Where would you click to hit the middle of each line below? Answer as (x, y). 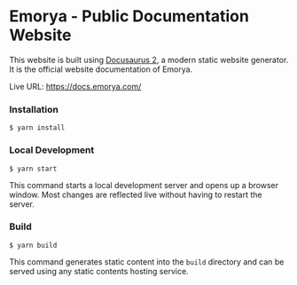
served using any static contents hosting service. (99, 271)
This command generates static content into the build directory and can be (147, 261)
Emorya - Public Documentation (129, 16)
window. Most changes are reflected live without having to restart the (136, 194)
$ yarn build (33, 245)
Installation (34, 109)
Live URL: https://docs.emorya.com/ (75, 86)
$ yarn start (33, 169)
